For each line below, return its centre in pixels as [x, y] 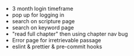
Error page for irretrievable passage [56, 40]
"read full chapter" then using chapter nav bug [70, 34]
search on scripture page [43, 21]
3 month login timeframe [43, 9]
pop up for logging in [38, 15]
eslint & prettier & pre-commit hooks [57, 46]
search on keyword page [43, 27]
